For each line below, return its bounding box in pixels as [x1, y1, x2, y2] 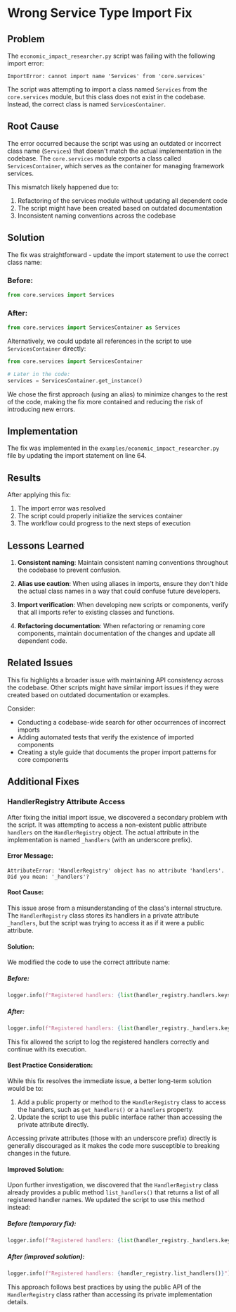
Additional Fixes [7, 776, 79, 788]
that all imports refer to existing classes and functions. [17, 608, 175, 617]
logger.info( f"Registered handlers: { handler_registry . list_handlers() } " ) [7, 1270, 231, 1277]
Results [7, 472, 41, 484]
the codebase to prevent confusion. [17, 566, 122, 575]
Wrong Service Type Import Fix [7, 5, 192, 21]
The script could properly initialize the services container [17, 512, 183, 520]
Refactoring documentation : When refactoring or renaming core [17, 622, 206, 630]
